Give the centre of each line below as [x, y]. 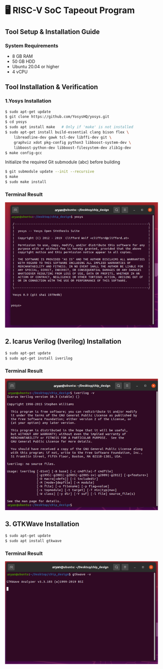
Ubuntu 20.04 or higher [36, 66]
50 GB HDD [24, 61]
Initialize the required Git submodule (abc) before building [63, 162]
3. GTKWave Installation [42, 524]
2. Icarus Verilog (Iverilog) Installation [63, 341]
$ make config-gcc [24, 153]
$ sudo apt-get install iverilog [39, 358]
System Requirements [32, 45]
